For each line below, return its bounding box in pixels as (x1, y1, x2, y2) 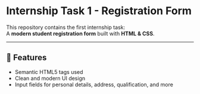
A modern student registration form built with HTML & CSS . (6, 30, 155, 37)
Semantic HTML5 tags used (14, 68, 83, 75)
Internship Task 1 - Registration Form (6, 4, 192, 18)
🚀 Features (6, 53, 47, 63)
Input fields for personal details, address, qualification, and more (14, 81, 174, 88)
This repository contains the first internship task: (6, 24, 126, 31)
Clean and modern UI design (14, 74, 86, 82)
